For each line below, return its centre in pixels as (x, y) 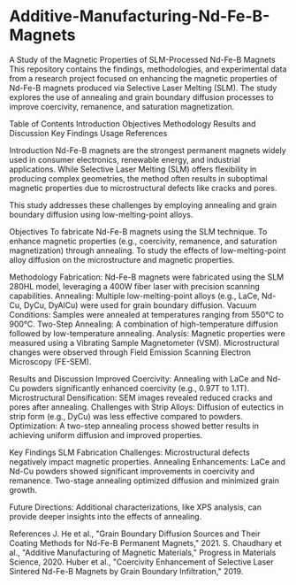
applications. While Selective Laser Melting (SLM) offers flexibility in (133, 169)
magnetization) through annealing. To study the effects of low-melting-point (148, 250)
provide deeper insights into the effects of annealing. (106, 516)
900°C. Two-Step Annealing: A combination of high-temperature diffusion (144, 324)
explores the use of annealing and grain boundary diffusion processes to (141, 97)
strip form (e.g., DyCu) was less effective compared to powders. (126, 416)
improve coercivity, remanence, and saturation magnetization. (122, 106)
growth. (23, 489)
